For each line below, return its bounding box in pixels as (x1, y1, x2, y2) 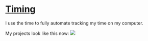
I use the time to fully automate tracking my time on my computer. (5, 20, 144, 26)
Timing (5, 3, 36, 15)
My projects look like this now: (5, 30, 69, 36)
